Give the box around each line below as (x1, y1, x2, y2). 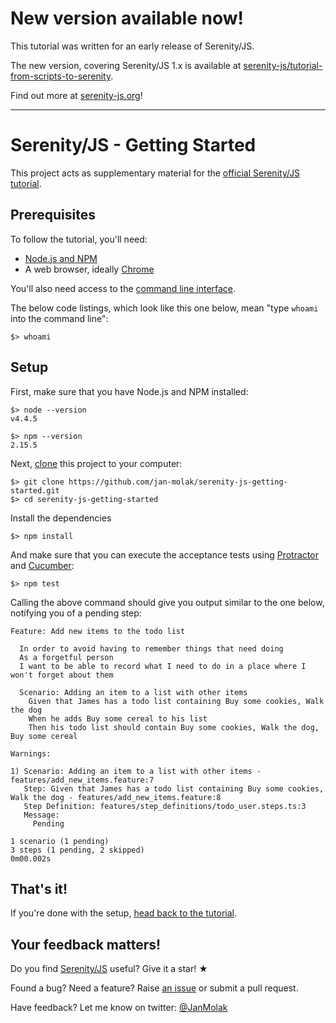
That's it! (10, 880, 68, 897)
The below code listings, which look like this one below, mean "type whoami (10, 302, 319, 314)
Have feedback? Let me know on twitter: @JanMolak (10, 1002, 228, 1014)
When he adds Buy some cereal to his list (28, 713, 208, 724)
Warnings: (10, 748, 52, 759)
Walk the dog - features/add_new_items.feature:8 (10, 792, 222, 802)
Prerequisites (10, 207, 96, 224)
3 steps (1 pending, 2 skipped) (10, 845, 145, 855)
